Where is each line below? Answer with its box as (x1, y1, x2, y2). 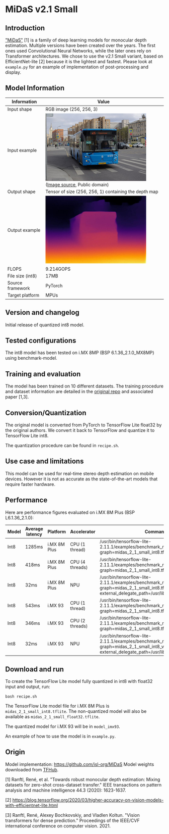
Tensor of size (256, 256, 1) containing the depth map (45, 188, 158, 195)
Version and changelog (5, 308, 79, 317)
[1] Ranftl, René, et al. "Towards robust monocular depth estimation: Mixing (5, 776, 160, 782)
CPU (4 (70, 559, 86, 565)
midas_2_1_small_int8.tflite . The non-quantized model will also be (5, 708, 147, 714)
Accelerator (70, 528, 96, 534)
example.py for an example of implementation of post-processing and (5, 64, 149, 70)
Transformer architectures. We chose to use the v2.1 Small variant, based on (5, 53, 163, 59)
